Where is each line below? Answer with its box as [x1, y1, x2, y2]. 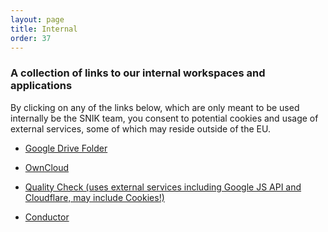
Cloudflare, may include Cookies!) [24, 191, 165, 203]
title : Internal [10, 24, 78, 34]
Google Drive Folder [24, 142, 108, 154]
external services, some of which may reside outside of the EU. [10, 122, 271, 135]
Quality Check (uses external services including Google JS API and [24, 181, 302, 193]
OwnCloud [24, 161, 70, 173]
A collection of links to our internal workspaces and [10, 66, 266, 80]
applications [10, 79, 73, 93]
